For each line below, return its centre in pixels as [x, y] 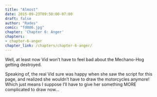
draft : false [18, 18]
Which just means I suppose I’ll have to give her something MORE [71, 84]
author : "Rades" [21, 23]
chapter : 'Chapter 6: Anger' [35, 32]
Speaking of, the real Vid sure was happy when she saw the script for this [79, 74]
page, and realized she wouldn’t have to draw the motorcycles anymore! [77, 79]
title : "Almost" [21, 9]
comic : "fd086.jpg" [25, 28]
